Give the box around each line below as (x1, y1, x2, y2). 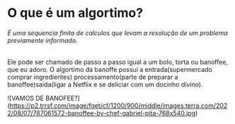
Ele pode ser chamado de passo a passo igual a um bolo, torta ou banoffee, (7, 58, 229, 66)
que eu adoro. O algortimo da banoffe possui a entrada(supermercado (7, 66, 212, 74)
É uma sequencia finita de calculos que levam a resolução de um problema (7, 28, 228, 37)
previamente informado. (7, 36, 78, 44)
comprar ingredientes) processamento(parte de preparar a (7, 73, 178, 82)
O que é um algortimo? (7, 5, 144, 21)
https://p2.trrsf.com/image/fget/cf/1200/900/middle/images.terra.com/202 (9, 101, 228, 110)
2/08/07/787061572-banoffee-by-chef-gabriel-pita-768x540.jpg (7, 109, 196, 118)
